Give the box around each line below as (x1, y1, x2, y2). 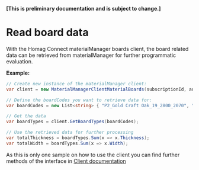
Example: (6, 69, 30, 76)
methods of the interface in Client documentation (6, 157, 126, 165)
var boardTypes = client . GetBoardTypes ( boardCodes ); (6, 118, 139, 125)
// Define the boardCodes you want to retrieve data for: (6, 97, 152, 103)
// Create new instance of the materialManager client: (6, 81, 147, 86)
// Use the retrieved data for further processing (6, 130, 134, 136)
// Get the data (6, 113, 46, 119)
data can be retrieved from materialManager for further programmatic (6, 52, 176, 59)
